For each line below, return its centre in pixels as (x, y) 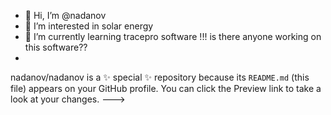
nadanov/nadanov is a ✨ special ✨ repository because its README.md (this (160, 77)
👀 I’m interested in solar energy (89, 26)
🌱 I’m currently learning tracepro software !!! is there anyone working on (173, 36)
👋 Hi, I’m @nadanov (65, 15)
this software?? (56, 47)
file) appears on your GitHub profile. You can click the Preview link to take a (166, 88)
